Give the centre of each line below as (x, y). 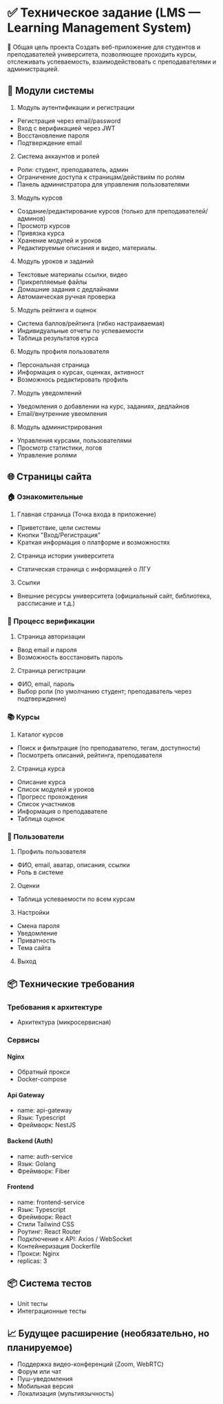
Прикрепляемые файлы (52, 282)
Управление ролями (47, 455)
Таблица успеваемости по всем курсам (76, 899)
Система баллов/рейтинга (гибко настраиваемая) (91, 323)
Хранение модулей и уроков (59, 240)
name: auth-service (45, 1156)
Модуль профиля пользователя (63, 351)
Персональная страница (53, 365)
